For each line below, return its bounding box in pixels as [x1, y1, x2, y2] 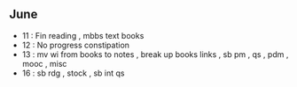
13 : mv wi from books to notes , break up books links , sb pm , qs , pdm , [21, 48, 289, 60]
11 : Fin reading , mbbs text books [21, 30, 145, 40]
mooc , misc [21, 58, 67, 69]
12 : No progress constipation [21, 40, 130, 50]
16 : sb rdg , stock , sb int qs [21, 68, 125, 78]
